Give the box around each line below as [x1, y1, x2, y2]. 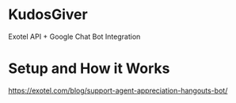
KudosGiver [8, 6, 89, 24]
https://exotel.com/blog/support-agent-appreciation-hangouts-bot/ [8, 86, 228, 95]
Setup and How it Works [8, 59, 170, 78]
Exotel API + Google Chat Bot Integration [8, 32, 141, 41]
